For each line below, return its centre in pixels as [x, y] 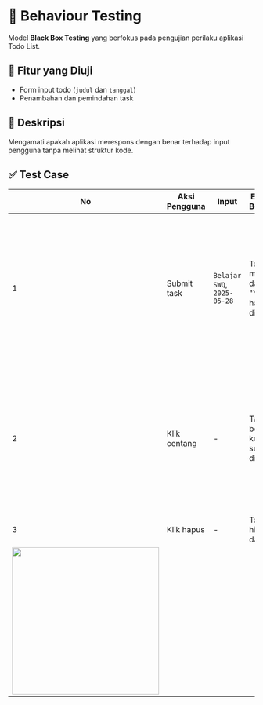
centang [182, 444]
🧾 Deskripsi [36, 123]
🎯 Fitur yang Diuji [50, 71]
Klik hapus [186, 530]
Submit [180, 283]
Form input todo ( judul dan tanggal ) [78, 89]
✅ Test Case [39, 175]
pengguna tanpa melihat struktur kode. [71, 150]
